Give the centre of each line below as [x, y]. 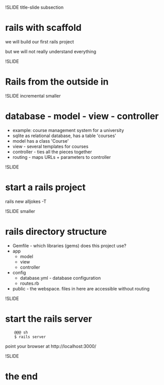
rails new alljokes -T [26, 201]
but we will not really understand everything [51, 51]
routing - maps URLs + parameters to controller [62, 157]
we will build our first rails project [40, 41]
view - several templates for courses [51, 146]
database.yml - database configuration [60, 278]
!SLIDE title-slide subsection [34, 7]
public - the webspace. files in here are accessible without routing [81, 288]
